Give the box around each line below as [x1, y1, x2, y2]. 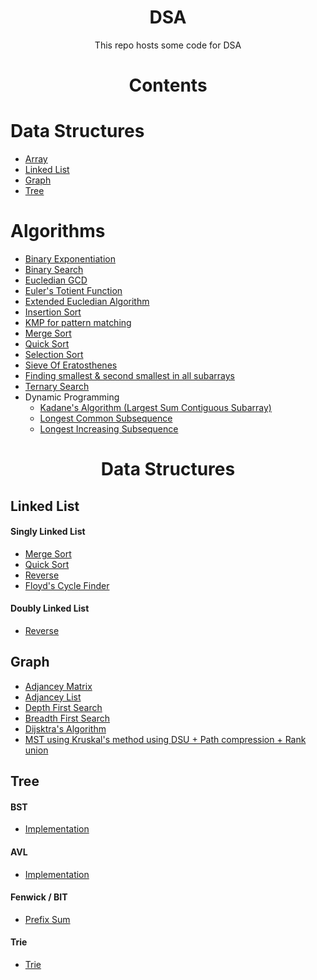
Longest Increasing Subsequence [39, 423, 179, 435]
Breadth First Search [24, 712, 111, 724]
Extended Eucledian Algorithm [24, 296, 150, 307]
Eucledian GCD [24, 274, 88, 286]
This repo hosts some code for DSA [94, 39, 242, 51]
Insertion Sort [24, 306, 82, 318]
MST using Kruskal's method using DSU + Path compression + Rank [24, 733, 307, 745]
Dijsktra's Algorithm [24, 722, 107, 735]
